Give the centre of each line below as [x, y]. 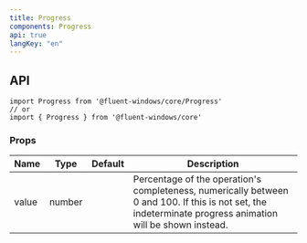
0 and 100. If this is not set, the [200, 202]
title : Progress [40, 18]
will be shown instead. [180, 225]
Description [213, 164]
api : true [28, 35]
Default [108, 164]
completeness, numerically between [211, 191]
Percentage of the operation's [197, 179]
